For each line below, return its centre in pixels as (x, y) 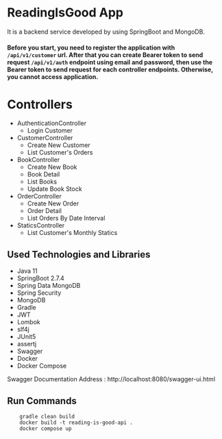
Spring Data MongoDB (49, 286)
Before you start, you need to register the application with (91, 47)
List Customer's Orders (60, 153)
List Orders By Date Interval (66, 218)
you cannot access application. (53, 76)
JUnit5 (26, 337)
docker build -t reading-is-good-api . (76, 423)
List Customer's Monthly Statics (72, 233)
